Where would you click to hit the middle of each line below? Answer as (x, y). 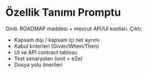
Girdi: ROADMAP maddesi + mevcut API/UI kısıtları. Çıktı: (74, 29)
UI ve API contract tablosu (46, 52)
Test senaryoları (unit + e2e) (48, 58)
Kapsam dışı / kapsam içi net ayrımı (57, 40)
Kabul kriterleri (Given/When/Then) (56, 46)
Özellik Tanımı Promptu (63, 13)
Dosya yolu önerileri (38, 65)
